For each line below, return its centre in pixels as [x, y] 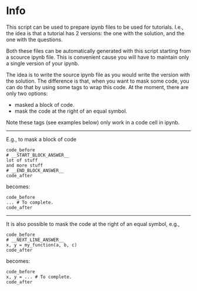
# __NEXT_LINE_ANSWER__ [35, 240]
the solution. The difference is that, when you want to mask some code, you [98, 81]
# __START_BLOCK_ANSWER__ [38, 155]
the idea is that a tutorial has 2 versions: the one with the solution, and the [95, 33]
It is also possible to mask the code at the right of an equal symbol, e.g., [93, 224]
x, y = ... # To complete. [39, 277]
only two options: [27, 93]
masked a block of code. [44, 104]
